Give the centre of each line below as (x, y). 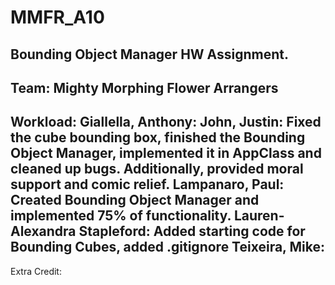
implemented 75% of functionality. (121, 216)
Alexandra (43, 231)
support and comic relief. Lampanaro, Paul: (147, 184)
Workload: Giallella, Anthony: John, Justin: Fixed (166, 122)
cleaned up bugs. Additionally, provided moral (157, 169)
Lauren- (259, 216)
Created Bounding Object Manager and (135, 200)
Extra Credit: (36, 271)
